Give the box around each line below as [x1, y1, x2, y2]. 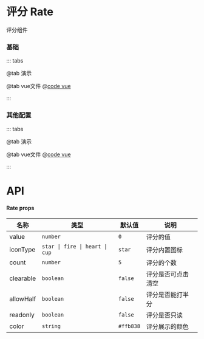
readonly [9, 310, 35, 319]
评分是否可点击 [146, 270, 189, 278]
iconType [9, 245, 36, 253]
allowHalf [9, 295, 36, 303]
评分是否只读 [146, 310, 183, 319]
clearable [9, 274, 36, 282]
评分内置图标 [146, 245, 183, 254]
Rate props [6, 204, 35, 212]
